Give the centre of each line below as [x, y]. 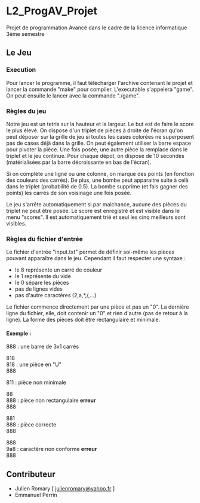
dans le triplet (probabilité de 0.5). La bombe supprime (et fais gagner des [97, 186]
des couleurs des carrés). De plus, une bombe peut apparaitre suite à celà [98, 180]
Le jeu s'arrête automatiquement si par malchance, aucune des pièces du [96, 204]
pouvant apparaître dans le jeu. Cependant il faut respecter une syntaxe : [96, 258]
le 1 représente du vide [43, 276]
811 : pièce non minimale [36, 382]
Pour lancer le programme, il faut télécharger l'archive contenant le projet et [99, 83]
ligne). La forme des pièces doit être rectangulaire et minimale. [83, 320]
